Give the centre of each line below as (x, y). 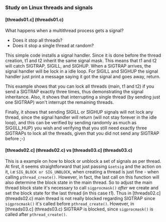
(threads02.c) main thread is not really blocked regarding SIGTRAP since (80, 198)
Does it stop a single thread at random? (53, 46)
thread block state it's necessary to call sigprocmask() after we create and (82, 188)
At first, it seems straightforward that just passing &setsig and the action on (83, 166)
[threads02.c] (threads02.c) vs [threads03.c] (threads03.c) (69, 150)
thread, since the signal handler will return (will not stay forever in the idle (81, 117)
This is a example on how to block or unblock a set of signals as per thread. (83, 161)
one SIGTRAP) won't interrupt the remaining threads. (60, 102)
